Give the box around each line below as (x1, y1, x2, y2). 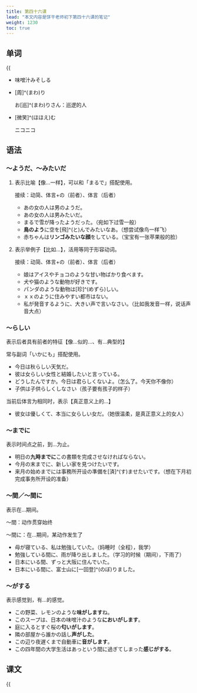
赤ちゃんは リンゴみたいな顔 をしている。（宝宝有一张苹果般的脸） (23, 233, 181, 240)
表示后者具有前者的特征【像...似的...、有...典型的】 (6, 338, 128, 345)
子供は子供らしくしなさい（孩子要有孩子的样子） (14, 385, 133, 392)
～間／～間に (6, 492, 43, 500)
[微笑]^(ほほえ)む (14, 114, 56, 121)
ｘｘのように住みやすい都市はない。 (23, 292, 112, 300)
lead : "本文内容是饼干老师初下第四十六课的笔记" (6, 14, 111, 20)
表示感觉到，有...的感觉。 (6, 596, 68, 603)
